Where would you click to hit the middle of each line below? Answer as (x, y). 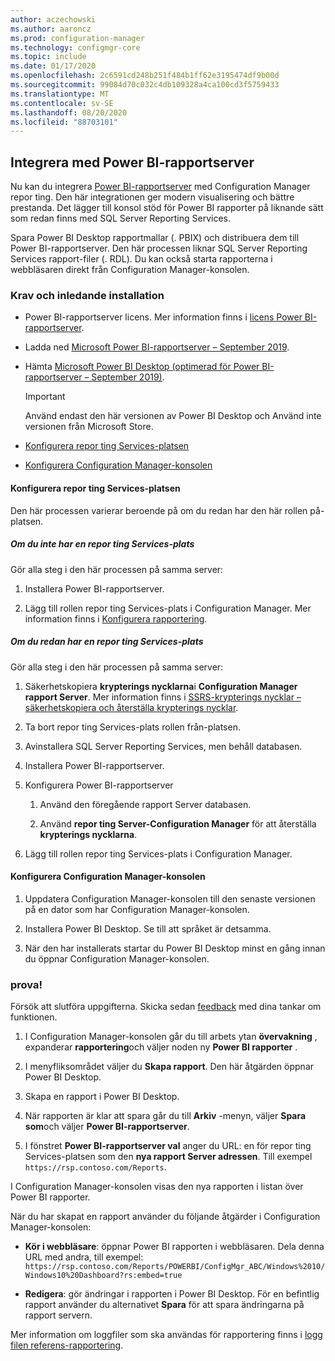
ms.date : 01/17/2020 (53, 66)
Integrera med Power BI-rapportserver (132, 162)
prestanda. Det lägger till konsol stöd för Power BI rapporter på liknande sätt (167, 208)
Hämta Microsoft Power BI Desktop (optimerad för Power (142, 367)
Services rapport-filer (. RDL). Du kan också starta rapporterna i (141, 259)
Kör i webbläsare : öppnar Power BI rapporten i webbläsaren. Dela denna (174, 1246)
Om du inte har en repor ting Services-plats (102, 544)
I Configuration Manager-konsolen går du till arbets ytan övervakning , (171, 1036)
